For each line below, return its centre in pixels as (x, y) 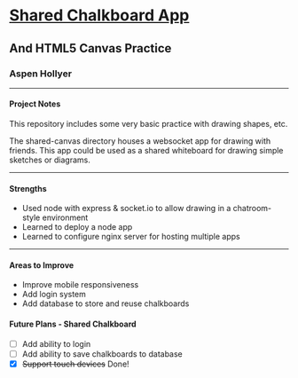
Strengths (28, 188)
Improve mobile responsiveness (80, 285)
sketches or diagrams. (50, 160)
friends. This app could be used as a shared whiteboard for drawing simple (146, 151)
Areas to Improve (42, 265)
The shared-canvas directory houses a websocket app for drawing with (140, 141)
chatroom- (252, 209)
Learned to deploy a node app (77, 227)
